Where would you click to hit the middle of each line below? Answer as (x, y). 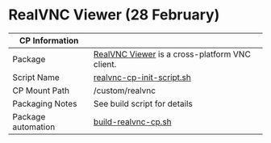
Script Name (36, 77)
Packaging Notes (45, 103)
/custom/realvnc (124, 90)
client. (105, 64)
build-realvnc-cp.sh (132, 121)
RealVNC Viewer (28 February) (114, 15)
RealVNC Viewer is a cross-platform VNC (172, 54)
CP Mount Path (41, 90)
